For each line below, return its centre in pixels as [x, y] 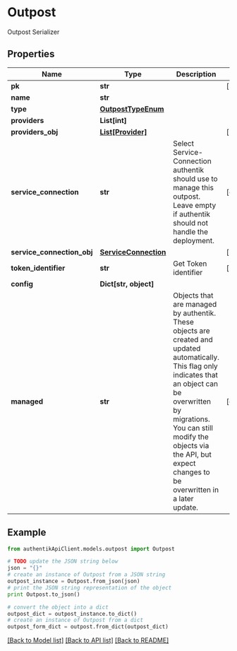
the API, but [192, 454]
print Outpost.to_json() [44, 594]
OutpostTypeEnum [132, 109]
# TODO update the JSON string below [63, 562]
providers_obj [35, 131]
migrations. [191, 419]
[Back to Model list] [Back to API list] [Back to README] [88, 640]
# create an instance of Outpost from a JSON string [86, 575]
